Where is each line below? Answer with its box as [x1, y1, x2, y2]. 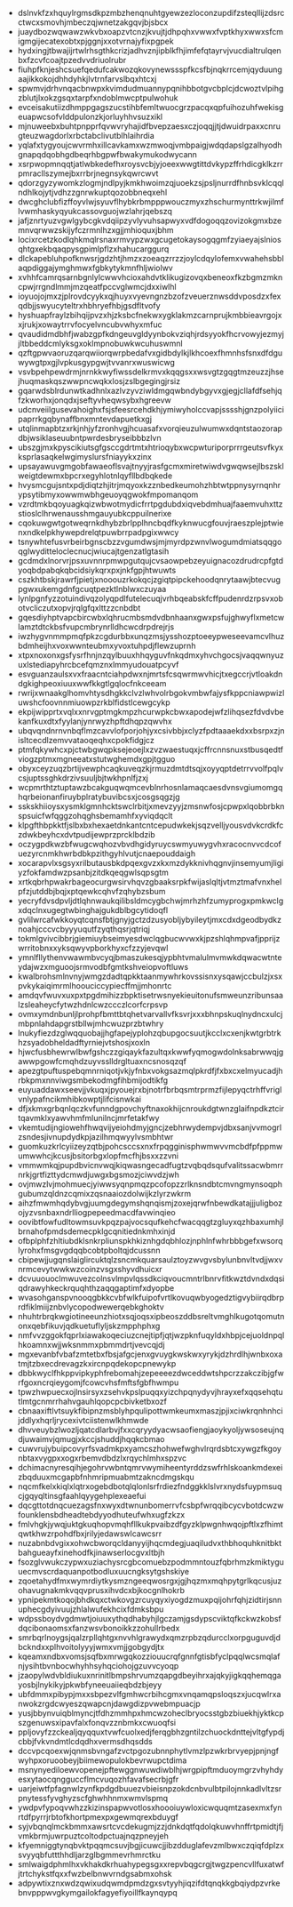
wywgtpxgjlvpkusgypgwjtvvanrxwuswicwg [17, 357, 176, 367]
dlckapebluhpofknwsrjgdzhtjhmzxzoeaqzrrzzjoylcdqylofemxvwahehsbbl [17, 253, 284, 263]
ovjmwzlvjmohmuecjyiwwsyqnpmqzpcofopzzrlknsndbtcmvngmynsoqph [17, 1179, 282, 1190]
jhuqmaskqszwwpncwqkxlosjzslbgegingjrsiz [17, 376, 180, 386]
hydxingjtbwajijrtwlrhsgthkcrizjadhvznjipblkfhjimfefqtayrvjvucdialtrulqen [17, 45, 281, 56]
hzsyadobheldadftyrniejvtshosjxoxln [17, 1038, 151, 1047]
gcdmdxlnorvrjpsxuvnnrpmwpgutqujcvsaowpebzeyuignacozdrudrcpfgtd [17, 556, 284, 565]
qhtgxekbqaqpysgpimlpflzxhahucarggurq [17, 244, 170, 254]
